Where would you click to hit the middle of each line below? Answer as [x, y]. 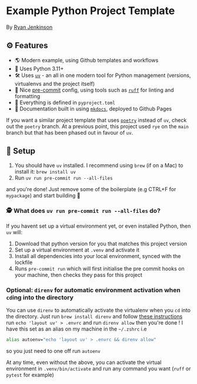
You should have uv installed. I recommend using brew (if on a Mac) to [99, 165]
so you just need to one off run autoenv [54, 351]
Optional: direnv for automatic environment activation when [93, 290]
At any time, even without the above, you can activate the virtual [84, 362]
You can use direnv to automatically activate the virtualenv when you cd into [98, 310]
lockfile [24, 262]
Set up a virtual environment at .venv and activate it [77, 250]
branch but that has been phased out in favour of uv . [70, 132]
